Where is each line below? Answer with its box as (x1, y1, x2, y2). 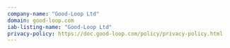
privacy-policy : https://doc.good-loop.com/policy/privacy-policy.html (7, 30, 223, 37)
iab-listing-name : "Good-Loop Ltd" (7, 23, 113, 30)
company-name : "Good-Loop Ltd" (7, 10, 100, 18)
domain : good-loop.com (7, 17, 74, 24)
